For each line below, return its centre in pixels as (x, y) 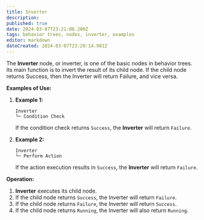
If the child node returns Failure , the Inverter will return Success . (96, 204)
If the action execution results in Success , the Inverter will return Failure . (106, 167)
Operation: (20, 179)
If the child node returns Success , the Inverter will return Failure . (96, 197)
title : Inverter (27, 12)
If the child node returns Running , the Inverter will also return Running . (102, 210)
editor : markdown (28, 40)
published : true (27, 23)
